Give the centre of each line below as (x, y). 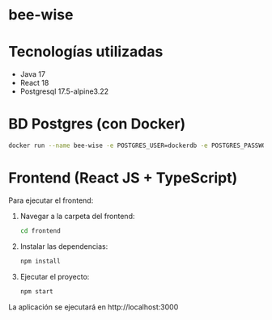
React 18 (34, 83)
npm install (40, 261)
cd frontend (40, 231)
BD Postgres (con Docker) (97, 124)
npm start (37, 291)
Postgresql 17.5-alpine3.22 (64, 91)
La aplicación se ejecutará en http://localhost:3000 (93, 307)
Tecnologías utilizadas (86, 52)
